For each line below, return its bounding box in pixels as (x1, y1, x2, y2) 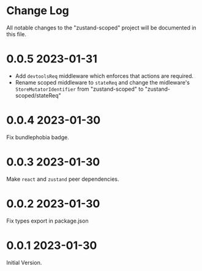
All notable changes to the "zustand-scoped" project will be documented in (6, 24, 197, 31)
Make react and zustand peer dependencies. (6, 175, 119, 183)
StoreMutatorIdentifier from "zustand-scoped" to (15, 85, 144, 93)
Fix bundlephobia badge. (6, 133, 69, 141)
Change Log (6, 4, 69, 18)
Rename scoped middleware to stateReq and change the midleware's (15, 78, 190, 86)
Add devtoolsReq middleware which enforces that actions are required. (15, 72, 194, 80)
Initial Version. (6, 259, 42, 266)
